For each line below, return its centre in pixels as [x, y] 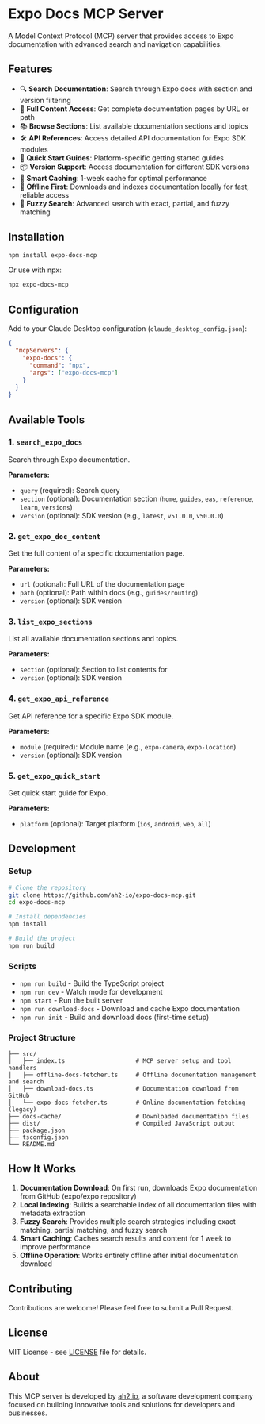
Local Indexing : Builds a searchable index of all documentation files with [138, 1205]
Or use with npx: [35, 270]
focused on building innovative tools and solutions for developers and [122, 1404]
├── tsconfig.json [38, 1137]
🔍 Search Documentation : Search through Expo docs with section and [136, 89]
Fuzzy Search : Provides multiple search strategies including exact [127, 1222]
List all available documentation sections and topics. [93, 639]
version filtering [45, 100]
